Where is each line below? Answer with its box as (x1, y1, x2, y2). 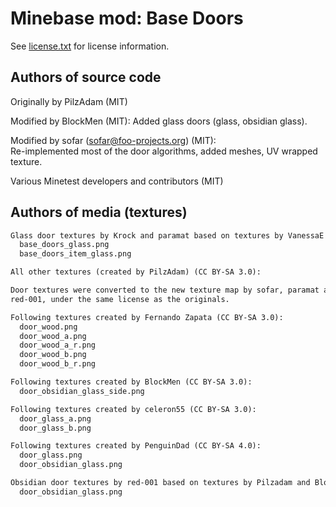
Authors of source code (10, 69, 162, 86)
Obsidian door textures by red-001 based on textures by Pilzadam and (10, 478, 311, 488)
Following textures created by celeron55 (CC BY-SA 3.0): (10, 404, 257, 414)
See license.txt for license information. (10, 40, 170, 52)
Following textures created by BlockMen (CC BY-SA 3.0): (10, 377, 253, 387)
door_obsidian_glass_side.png (19, 386, 145, 396)
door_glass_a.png (19, 413, 92, 424)
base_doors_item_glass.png (19, 249, 132, 259)
